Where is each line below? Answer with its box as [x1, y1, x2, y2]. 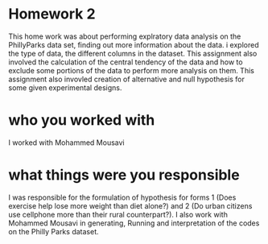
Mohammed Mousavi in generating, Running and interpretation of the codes [8, 218, 260, 228]
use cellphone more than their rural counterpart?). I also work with [8, 209, 228, 219]
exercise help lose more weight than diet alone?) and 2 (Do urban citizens [8, 201, 253, 210]
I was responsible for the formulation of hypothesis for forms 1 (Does [8, 192, 237, 202]
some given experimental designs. [8, 82, 122, 93]
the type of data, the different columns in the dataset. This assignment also [8, 48, 258, 58]
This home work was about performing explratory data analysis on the [8, 31, 241, 41]
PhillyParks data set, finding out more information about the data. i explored [8, 39, 259, 49]
